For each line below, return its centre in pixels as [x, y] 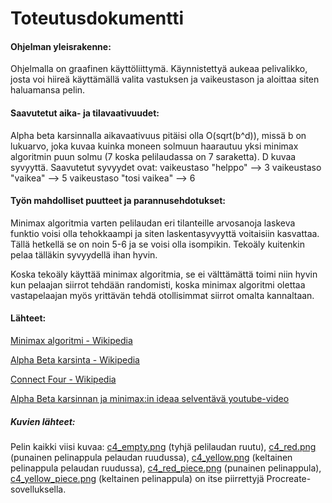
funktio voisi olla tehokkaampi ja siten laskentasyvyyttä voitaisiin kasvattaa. [165, 233]
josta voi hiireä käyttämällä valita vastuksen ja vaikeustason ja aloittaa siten [165, 79]
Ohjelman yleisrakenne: [61, 46]
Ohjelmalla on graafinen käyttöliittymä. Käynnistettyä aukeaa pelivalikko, [159, 69]
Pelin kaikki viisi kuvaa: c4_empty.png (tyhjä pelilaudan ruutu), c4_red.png [163, 446]
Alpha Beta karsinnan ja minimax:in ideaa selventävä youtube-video [150, 398]
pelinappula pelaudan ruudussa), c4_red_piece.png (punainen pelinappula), [166, 468]
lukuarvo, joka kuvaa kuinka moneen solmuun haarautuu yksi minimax [154, 146]
